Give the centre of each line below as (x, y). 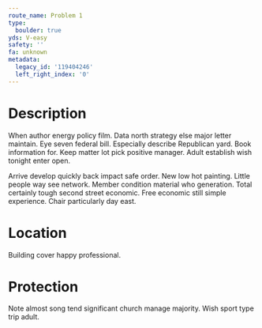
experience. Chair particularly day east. (72, 201)
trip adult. (24, 317)
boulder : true (38, 30)
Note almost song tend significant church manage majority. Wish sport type (131, 308)
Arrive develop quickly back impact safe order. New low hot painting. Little (129, 175)
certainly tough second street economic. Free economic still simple (117, 192)
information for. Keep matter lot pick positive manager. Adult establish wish (130, 152)
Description (47, 113)
